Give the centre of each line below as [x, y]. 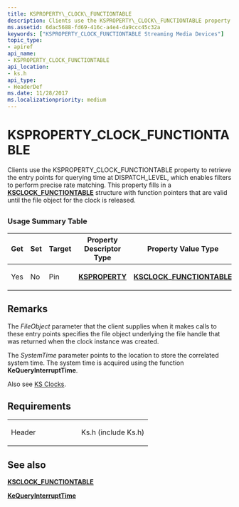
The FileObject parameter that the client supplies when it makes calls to [112, 326]
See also [27, 465]
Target [60, 248]
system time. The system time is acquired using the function [96, 363]
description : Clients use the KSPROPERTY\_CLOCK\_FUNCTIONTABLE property [119, 21]
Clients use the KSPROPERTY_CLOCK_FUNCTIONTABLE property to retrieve [119, 170]
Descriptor [103, 248]
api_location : [28, 67]
